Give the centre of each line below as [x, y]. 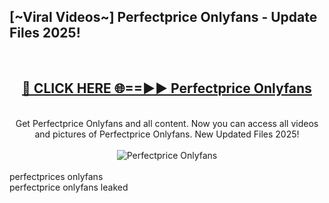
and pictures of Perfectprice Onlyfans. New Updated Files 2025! [167, 134]
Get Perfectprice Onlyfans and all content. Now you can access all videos [167, 123]
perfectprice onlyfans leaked [69, 187]
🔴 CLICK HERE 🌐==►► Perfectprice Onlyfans [167, 88]
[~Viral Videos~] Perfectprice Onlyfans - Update [163, 17]
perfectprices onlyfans [56, 176]
